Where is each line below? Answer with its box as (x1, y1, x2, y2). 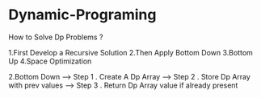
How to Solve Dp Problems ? (8, 32, 103, 42)
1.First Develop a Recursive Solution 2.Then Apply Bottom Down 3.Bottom (8, 47, 253, 57)
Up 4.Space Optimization (8, 56, 92, 66)
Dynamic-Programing (8, 6, 157, 24)
